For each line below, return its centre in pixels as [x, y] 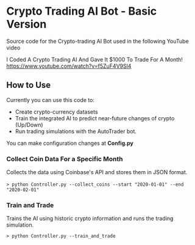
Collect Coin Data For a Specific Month [65, 159]
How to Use [29, 85]
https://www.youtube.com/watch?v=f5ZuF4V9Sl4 [69, 66]
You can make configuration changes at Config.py [70, 143]
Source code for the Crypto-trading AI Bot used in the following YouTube [97, 41]
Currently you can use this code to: [50, 100]
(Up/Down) [29, 125]
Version [27, 24]
